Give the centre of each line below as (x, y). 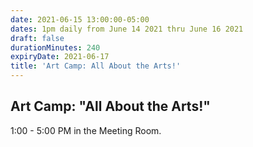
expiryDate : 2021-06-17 (60, 57)
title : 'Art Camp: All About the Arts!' (96, 66)
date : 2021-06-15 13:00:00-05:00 (80, 19)
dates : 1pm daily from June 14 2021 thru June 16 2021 (127, 29)
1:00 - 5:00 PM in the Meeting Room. (86, 130)
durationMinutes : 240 (55, 47)
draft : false (37, 38)
